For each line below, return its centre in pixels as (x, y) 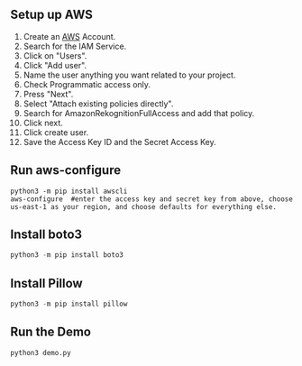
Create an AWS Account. (69, 36)
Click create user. (56, 132)
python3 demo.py (41, 352)
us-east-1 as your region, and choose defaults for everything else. (144, 206)
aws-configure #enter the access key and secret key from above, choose (152, 199)
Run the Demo (50, 332)
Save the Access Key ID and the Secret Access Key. (119, 142)
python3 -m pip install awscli (69, 191)
